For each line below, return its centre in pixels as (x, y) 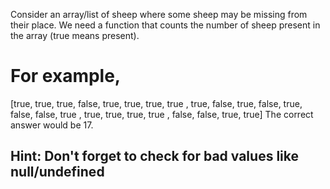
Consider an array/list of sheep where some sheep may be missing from (159, 14)
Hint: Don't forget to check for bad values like (154, 156)
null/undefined (57, 172)
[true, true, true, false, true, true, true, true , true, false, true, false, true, (156, 103)
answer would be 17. (52, 125)
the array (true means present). (75, 35)
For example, (66, 76)
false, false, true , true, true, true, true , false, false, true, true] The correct (162, 114)
